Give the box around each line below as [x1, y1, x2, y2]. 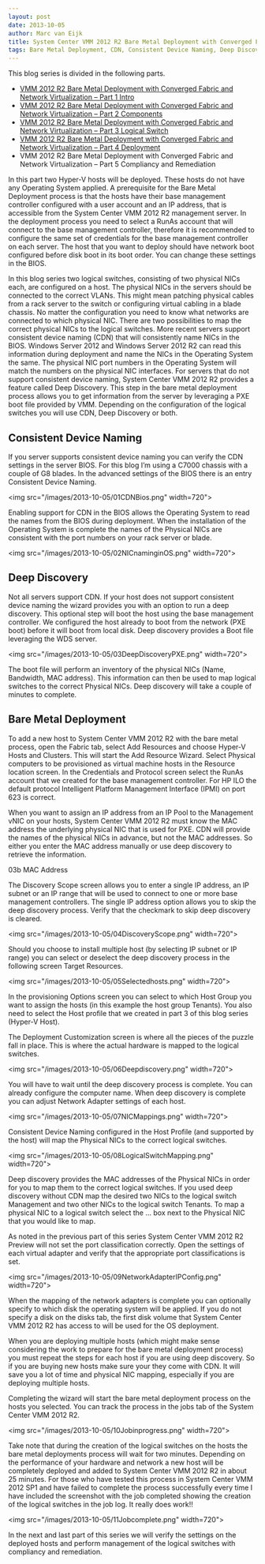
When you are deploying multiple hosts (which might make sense [8, 1336, 220, 1345]
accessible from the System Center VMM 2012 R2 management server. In [8, 208, 247, 218]
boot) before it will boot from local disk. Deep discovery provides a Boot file [8, 625, 254, 635]
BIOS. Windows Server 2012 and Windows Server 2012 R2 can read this [8, 341, 242, 351]
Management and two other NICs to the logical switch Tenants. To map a [8, 1199, 244, 1209]
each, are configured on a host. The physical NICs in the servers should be [8, 283, 252, 292]
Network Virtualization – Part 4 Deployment [19, 143, 161, 152]
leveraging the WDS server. [8, 634, 97, 643]
